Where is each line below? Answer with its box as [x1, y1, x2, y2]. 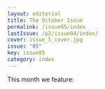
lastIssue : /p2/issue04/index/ [7, 29, 99, 37]
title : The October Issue [7, 17, 83, 24]
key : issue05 [7, 50, 45, 57]
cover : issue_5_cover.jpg [7, 36, 83, 43]
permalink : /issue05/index [7, 23, 86, 30]
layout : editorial [7, 10, 61, 18]
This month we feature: [7, 75, 75, 83]
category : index [7, 56, 55, 63]
